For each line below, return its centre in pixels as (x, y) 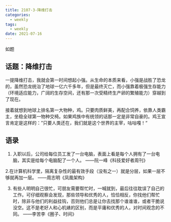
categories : (18, 15)
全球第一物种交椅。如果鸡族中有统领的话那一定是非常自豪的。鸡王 (92, 116)
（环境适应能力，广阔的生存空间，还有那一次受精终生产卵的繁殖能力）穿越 (83, 93)
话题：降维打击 (29, 67)
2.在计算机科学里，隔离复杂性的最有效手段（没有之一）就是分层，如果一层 (83, 171)
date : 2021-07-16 (24, 34)
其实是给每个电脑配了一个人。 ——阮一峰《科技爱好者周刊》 (85, 160)
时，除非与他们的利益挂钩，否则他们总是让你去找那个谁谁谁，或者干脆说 (88, 201)
